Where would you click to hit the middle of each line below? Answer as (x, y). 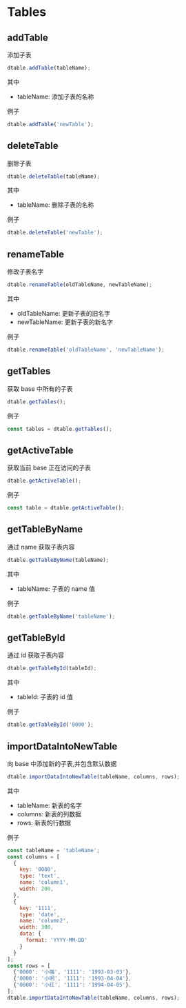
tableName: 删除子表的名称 (55, 205)
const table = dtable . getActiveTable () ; (66, 508)
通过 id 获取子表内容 (35, 655)
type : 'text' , (40, 876)
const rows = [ (29, 966)
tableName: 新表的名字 (50, 805)
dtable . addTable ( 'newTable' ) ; (51, 124)
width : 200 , (37, 889)
